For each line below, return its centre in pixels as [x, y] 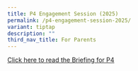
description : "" [31, 33]
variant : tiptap [31, 27]
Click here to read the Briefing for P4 [61, 60]
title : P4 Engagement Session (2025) [63, 14]
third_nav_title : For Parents [52, 40]
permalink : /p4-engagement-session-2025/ [69, 20]
